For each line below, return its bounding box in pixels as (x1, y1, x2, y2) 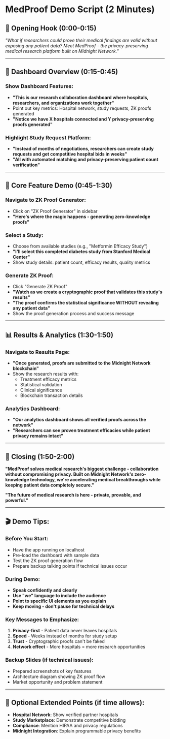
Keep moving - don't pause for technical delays (12, 603, 115, 609)
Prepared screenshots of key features (12, 668, 92, 674)
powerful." (5, 497, 29, 504)
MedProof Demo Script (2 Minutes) (5, 4, 155, 15)
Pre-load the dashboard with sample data (12, 552, 100, 558)
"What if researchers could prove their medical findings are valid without (5, 37, 158, 43)
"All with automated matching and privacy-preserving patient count (12, 156, 158, 162)
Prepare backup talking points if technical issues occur (12, 563, 127, 569)
